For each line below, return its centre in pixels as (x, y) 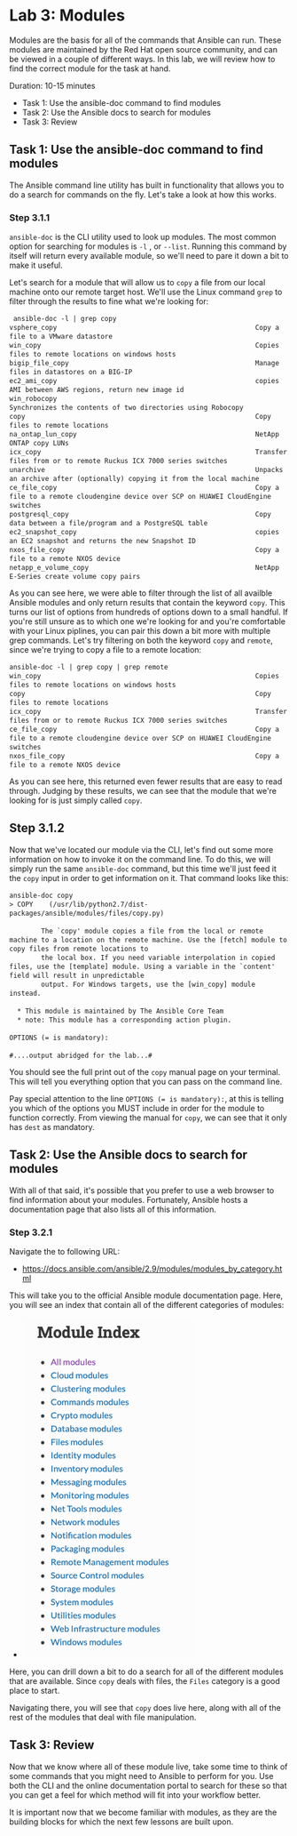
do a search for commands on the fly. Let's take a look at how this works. (143, 194)
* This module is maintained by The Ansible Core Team (121, 1011)
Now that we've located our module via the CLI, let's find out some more (141, 849)
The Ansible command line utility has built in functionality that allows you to (147, 185)
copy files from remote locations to (79, 949)
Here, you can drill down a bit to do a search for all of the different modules (146, 1672)
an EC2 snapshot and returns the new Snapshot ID (103, 541)
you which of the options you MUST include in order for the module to (137, 1108)
